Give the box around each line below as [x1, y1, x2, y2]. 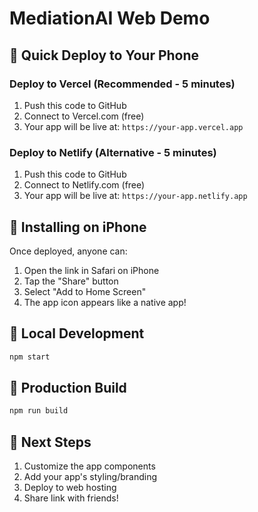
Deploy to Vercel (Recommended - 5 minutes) [9, 77, 236, 91]
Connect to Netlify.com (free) [23, 179, 146, 191]
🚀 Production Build [9, 380, 127, 397]
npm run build [9, 406, 69, 416]
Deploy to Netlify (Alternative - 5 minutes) [9, 145, 217, 159]
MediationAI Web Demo [9, 7, 211, 30]
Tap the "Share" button [23, 275, 119, 287]
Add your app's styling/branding [23, 471, 157, 483]
